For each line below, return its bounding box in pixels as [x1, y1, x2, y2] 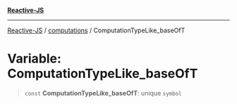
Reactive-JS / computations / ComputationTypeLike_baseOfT [7, 26, 186, 34]
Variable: [7, 51, 62, 67]
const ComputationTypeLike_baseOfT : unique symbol [24, 89, 182, 97]
